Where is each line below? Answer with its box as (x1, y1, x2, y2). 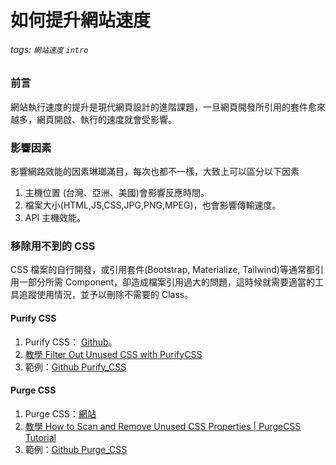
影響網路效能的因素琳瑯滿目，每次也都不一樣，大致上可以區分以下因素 (10, 166, 300, 178)
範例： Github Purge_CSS (24, 443, 128, 455)
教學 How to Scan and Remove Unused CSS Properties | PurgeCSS (24, 420, 302, 432)
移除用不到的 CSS (10, 239, 96, 253)
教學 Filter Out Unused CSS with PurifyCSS (24, 348, 203, 360)
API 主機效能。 (24, 212, 87, 224)
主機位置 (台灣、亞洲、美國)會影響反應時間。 (24, 187, 210, 199)
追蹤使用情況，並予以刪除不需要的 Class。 (18, 289, 194, 301)
